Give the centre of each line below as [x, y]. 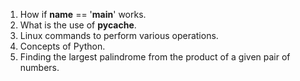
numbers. [39, 67]
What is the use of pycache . [78, 25]
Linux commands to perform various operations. [119, 35]
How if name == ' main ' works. [83, 14]
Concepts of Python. [62, 46]
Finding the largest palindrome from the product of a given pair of [155, 57]
